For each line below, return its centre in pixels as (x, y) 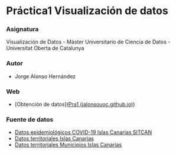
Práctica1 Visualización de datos (87, 11)
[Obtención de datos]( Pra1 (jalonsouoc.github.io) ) (75, 105)
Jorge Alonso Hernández (45, 76)
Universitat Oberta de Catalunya (45, 48)
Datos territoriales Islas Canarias (54, 139)
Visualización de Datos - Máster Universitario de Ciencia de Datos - (88, 42)
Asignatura (22, 29)
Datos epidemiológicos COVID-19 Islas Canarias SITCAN (83, 132)
